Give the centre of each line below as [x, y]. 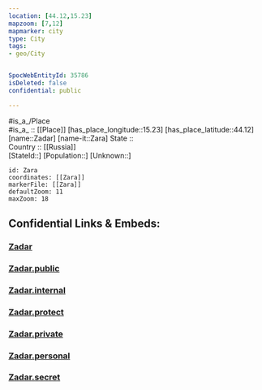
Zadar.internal [37, 290]
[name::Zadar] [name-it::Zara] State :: [71, 138]
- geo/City [27, 54]
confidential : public [45, 90]
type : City [27, 39]
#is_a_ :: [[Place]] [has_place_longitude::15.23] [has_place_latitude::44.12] [131, 129]
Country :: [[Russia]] [42, 146]
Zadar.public [34, 268]
